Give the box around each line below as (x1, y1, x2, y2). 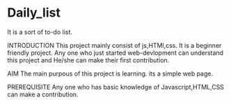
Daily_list (7, 5, 61, 21)
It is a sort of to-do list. (7, 28, 73, 36)
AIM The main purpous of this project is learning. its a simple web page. (7, 69, 214, 78)
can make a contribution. (7, 90, 79, 98)
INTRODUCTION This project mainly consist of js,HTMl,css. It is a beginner (7, 41, 222, 49)
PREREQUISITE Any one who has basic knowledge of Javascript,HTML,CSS (7, 83, 225, 91)
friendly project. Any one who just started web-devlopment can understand (7, 49, 224, 57)
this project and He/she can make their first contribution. (7, 55, 170, 64)
